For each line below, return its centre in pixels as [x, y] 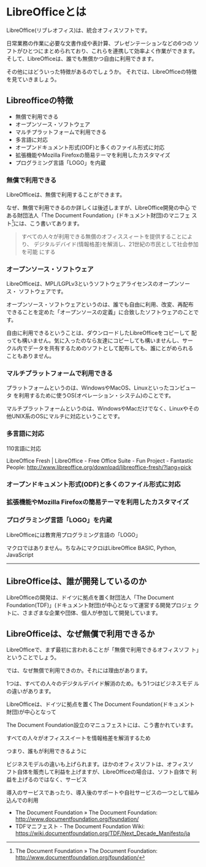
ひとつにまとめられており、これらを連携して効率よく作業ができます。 [110, 51]
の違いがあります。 [30, 691]
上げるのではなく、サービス [52, 780]
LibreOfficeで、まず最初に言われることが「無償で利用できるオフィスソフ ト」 [103, 650]
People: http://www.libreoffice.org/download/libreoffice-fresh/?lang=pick [99, 467]
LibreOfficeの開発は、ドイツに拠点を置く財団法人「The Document [90, 597]
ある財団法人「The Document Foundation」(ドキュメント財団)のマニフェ [98, 216]
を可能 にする [38, 251]
